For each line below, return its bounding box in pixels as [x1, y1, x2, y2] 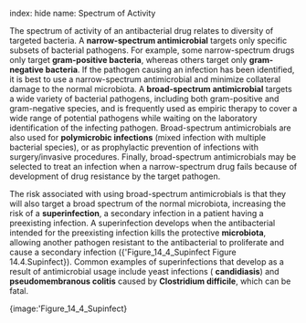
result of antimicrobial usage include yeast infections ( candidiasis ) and [9, 266, 280, 276]
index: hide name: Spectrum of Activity [9, 8, 156, 18]
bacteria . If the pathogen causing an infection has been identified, [45, 64, 295, 75]
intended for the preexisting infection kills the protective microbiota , [9, 227, 267, 238]
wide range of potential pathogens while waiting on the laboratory [9, 113, 258, 123]
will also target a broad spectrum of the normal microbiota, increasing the [9, 198, 286, 209]
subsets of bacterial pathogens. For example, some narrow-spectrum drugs [9, 45, 295, 56]
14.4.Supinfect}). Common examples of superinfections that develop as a [9, 256, 285, 267]
